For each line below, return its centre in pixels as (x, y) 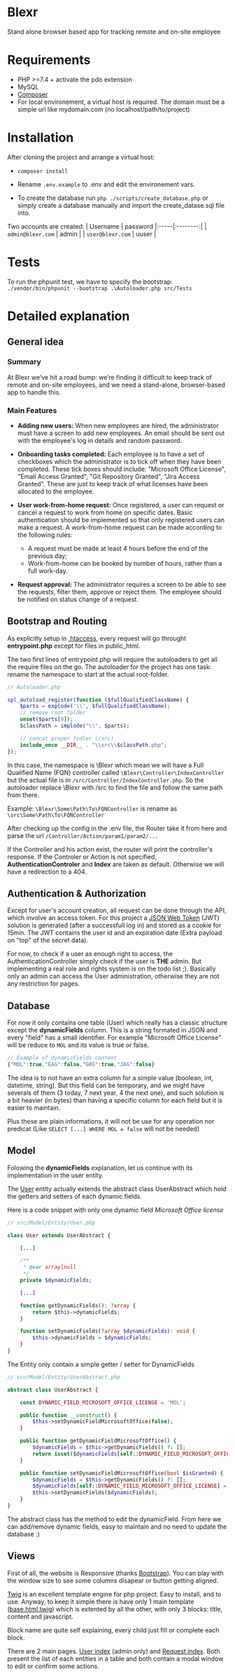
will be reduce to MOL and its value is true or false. (78, 1045)
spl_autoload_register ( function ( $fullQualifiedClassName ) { (98, 700)
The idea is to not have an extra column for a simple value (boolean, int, (111, 1077)
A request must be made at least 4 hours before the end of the (118, 548)
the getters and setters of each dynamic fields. (74, 1196)
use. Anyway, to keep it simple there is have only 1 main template (101, 1602)
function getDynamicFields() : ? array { (78, 1305)
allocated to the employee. (56, 491)
